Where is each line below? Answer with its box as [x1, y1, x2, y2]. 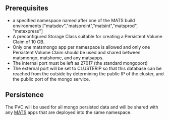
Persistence [5, 90, 44, 99]
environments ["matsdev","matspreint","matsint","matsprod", [12, 23, 138, 29]
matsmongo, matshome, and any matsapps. [12, 55, 104, 61]
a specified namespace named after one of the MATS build [12, 17, 135, 23]
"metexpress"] [12, 28, 43, 34]
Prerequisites [5, 4, 48, 13]
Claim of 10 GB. [12, 39, 45, 45]
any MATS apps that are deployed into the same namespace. [5, 109, 132, 115]
